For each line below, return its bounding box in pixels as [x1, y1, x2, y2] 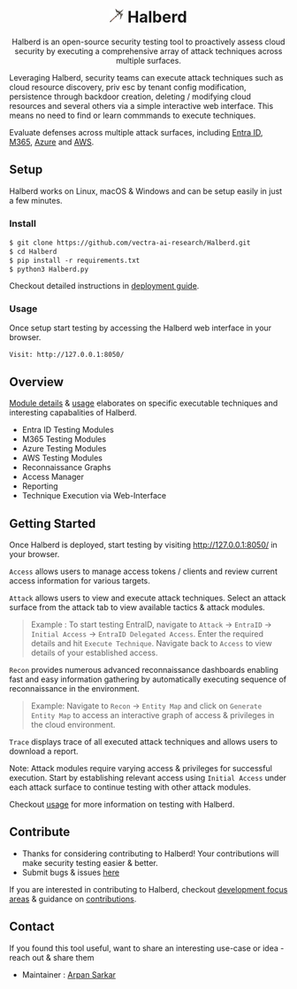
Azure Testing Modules [21, 444, 107, 454]
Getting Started [9, 516, 96, 531]
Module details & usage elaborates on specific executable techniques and [9, 398, 278, 409]
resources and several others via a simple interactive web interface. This [9, 100, 274, 111]
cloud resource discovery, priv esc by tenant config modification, [9, 81, 247, 92]
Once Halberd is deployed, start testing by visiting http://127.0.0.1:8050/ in [9, 539, 278, 550]
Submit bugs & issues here [21, 867, 120, 877]
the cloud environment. [30, 719, 116, 730]
